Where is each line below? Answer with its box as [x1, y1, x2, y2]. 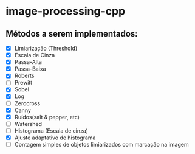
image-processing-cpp [5, 4, 126, 18]
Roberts [14, 72, 35, 80]
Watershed [14, 120, 43, 127]
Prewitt [14, 79, 33, 86]
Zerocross [14, 99, 41, 107]
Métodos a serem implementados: [5, 29, 138, 39]
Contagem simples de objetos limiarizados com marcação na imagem [14, 141, 189, 148]
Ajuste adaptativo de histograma [14, 134, 96, 141]
